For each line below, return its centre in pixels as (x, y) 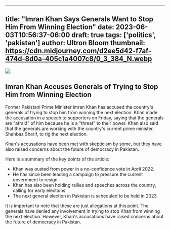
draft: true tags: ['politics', (114, 35)
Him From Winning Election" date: (60, 27)
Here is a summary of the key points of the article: (57, 159)
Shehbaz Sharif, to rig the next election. (47, 134)
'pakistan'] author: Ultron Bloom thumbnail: (75, 43)
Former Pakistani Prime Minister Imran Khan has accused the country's (79, 107)
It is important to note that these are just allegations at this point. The (77, 206)
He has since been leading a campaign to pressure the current (78, 174)
